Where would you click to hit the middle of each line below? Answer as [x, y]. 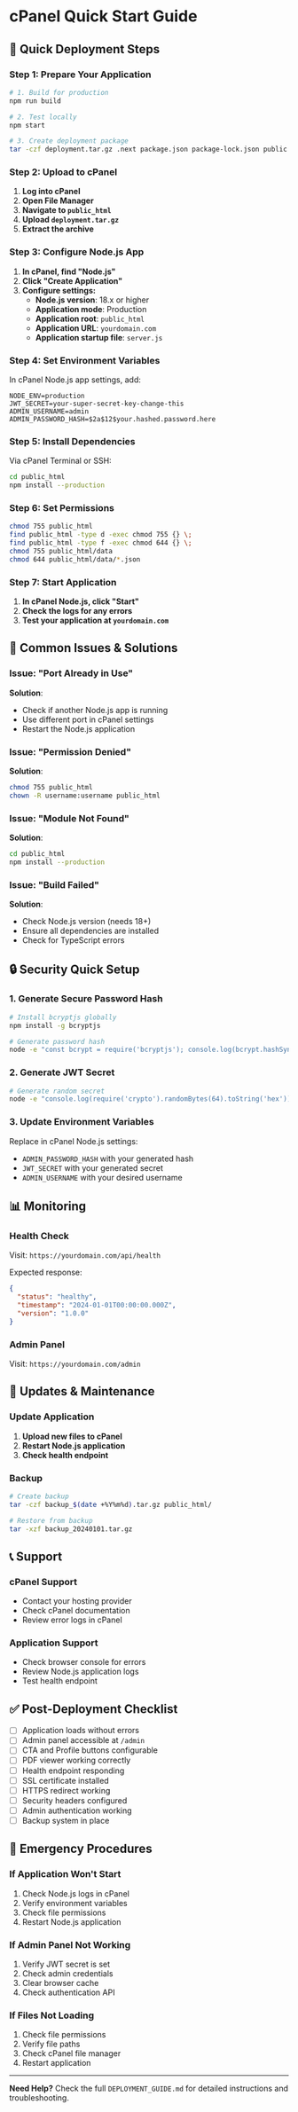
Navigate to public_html [67, 210]
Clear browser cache [60, 1982]
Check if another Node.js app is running [95, 710]
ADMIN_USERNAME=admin [49, 412]
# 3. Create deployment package [69, 141]
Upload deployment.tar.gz [71, 220]
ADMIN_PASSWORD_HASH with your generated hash [108, 1158]
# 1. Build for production [59, 92]
